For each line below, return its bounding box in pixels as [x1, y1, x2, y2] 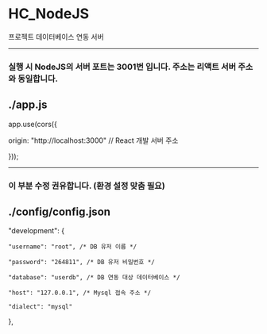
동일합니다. [17, 73, 58, 84]
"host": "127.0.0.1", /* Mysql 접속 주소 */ [8, 289, 152, 298]
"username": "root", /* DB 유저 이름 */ [8, 243, 137, 251]
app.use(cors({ [8, 119, 57, 129]
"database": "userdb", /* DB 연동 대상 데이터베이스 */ [8, 274, 180, 282]
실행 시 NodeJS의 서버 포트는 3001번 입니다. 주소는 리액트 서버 [8, 61, 237, 72]
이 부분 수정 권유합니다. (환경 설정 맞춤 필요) [8, 180, 165, 191]
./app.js [8, 98, 48, 112]
